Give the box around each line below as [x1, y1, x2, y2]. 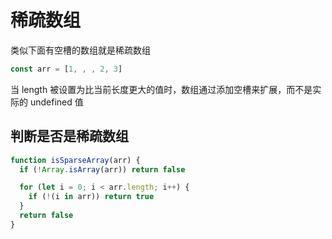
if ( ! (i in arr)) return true [28, 192, 155, 202]
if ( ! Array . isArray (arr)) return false [19, 164, 186, 175]
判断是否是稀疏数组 [10, 128, 129, 145]
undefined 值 [29, 96, 84, 108]
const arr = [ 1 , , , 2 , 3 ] [10, 64, 123, 74]
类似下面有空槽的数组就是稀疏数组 [10, 44, 151, 56]
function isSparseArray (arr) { [10, 155, 141, 165]
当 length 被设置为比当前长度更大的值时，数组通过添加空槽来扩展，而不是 [10, 83, 313, 95]
